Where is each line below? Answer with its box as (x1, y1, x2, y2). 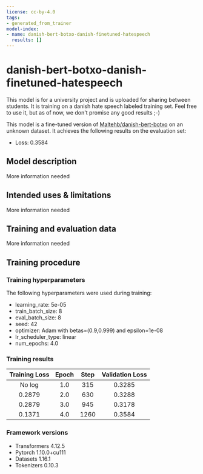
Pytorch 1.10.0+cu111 (15, 449, 66, 456)
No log (19, 381, 39, 389)
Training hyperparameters (6, 275, 85, 284)
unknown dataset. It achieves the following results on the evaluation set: (6, 127, 187, 134)
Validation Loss (101, 370, 147, 379)
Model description (6, 156, 77, 167)
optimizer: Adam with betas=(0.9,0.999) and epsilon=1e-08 (15, 327, 164, 334)
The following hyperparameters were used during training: (6, 289, 152, 297)
